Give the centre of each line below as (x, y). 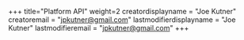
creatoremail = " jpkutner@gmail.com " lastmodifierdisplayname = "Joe (122, 20)
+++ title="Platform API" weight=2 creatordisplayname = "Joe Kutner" (122, 11)
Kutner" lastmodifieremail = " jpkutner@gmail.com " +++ (99, 28)
